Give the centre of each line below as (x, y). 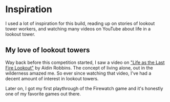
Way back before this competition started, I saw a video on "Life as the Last (85, 62)
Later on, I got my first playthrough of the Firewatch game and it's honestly (84, 88)
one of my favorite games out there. (43, 94)
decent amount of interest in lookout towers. (52, 78)
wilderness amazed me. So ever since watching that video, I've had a (78, 73)
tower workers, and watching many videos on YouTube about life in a (78, 28)
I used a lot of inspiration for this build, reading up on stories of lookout (80, 23)
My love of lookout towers (48, 50)
